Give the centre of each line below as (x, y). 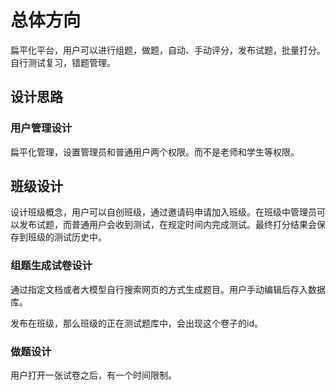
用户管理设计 (41, 128)
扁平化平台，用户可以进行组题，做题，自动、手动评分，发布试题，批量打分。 (168, 50)
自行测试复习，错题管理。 (63, 62)
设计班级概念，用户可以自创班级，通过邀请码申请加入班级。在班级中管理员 (163, 212)
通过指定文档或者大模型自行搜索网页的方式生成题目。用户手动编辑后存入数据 (168, 289)
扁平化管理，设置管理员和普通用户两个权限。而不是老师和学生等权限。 (155, 152)
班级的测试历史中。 (67, 237)
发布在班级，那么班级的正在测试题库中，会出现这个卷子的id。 (136, 323)
